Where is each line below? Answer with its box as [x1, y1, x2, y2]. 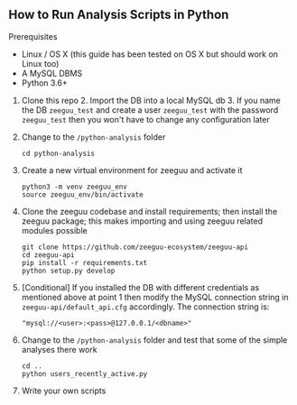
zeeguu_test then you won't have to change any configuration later [21, 114, 270, 124]
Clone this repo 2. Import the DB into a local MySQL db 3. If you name [21, 95, 282, 106]
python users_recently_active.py [21, 369, 148, 378]
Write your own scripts [21, 385, 107, 396]
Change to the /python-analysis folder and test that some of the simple [21, 334, 288, 345]
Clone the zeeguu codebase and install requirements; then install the [21, 206, 278, 216]
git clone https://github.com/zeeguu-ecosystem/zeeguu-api [21, 243, 249, 252]
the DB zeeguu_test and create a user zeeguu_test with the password [21, 104, 279, 115]
